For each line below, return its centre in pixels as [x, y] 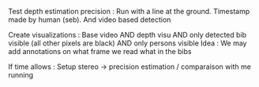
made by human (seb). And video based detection [90, 20]
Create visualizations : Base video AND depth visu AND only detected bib [128, 35]
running [21, 75]
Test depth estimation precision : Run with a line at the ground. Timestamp [129, 11]
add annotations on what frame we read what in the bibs [100, 51]
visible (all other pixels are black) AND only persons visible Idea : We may [128, 43]
